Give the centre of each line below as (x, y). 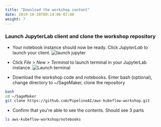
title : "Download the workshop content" (48, 10)
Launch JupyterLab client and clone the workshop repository (80, 36)
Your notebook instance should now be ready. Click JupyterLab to (80, 47)
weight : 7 (15, 19)
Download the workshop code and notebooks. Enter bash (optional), (82, 77)
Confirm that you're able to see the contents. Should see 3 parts (78, 111)
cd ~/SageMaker (21, 96)
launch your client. (31, 52)
